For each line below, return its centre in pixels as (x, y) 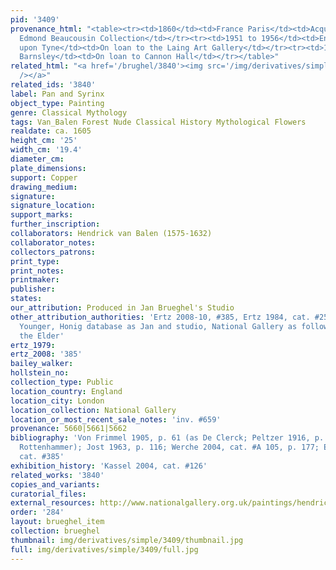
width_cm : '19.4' (46, 150)
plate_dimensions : (48, 168)
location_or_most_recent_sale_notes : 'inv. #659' (116, 419)
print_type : (35, 261)
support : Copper (44, 177)
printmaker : (35, 280)
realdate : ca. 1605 (51, 131)
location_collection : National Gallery (93, 410)
